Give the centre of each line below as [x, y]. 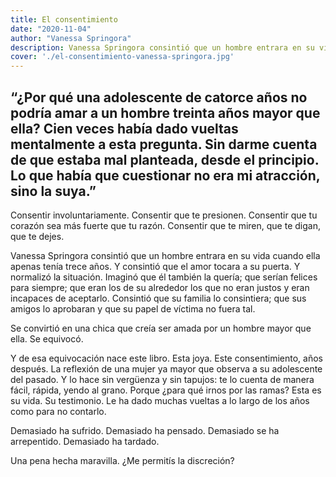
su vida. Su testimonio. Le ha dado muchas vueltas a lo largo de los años [160, 400]
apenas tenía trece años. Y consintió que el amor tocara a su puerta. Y [155, 266]
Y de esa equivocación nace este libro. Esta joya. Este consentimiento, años [166, 358]
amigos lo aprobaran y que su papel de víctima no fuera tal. [133, 308]
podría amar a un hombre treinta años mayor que [165, 112]
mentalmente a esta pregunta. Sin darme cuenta [164, 144]
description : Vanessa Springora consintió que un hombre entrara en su [162, 47]
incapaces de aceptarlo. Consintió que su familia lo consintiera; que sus [158, 298]
